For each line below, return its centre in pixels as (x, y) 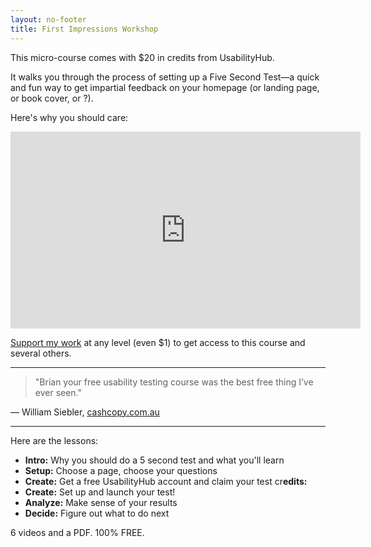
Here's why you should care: (69, 117)
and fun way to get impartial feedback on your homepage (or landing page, (165, 87)
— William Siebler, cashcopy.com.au (85, 412)
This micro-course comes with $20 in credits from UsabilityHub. (142, 57)
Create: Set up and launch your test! (100, 492)
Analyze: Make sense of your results (101, 502)
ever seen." (58, 392)
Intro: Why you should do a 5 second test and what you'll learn (154, 460)
